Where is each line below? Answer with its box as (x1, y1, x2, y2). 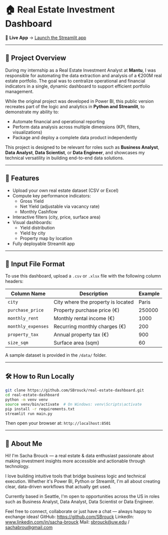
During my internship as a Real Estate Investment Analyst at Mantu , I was (5, 67, 156, 73)
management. (5, 88, 34, 94)
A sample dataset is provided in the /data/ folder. (5, 352, 107, 358)
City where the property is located (53, 299, 134, 306)
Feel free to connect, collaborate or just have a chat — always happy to (5, 508, 152, 514)
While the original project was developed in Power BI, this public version (5, 98, 154, 104)
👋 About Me (5, 439, 42, 448)
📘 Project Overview (5, 54, 66, 63)
